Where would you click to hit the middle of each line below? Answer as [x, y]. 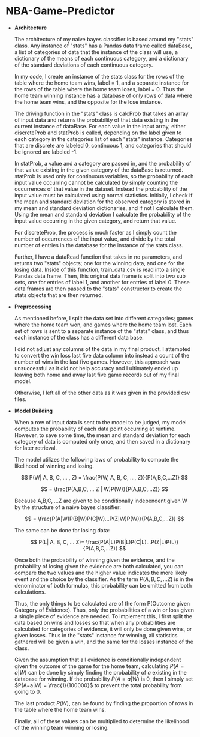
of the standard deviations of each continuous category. [84, 65]
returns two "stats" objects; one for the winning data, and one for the [99, 263]
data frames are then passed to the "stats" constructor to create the [98, 289]
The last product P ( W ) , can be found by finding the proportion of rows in [104, 703]
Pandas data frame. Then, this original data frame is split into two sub [100, 276]
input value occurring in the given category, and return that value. [95, 221]
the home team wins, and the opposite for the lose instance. [88, 102]
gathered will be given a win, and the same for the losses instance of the [104, 642]
